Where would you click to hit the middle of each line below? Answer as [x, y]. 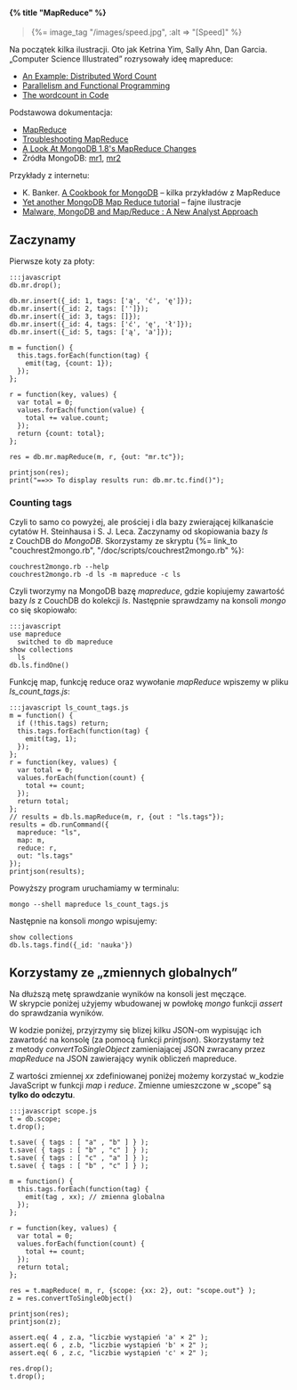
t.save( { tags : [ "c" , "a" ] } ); [79, 1158]
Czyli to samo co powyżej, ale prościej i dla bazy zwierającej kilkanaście [141, 522]
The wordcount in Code [65, 95]
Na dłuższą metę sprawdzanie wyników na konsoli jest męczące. [128, 994]
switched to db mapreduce [65, 642]
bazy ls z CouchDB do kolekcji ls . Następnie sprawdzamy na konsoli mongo [148, 601]
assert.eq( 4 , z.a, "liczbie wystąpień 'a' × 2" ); [109, 1337]
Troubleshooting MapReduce [75, 139]
